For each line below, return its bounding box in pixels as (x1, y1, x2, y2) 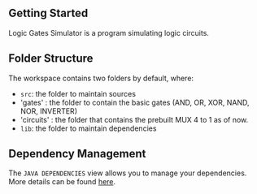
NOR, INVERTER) (20, 106, 77, 116)
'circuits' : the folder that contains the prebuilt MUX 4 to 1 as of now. (20, 114, 249, 124)
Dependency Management (8, 147, 146, 161)
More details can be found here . (8, 177, 116, 187)
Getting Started (8, 6, 89, 20)
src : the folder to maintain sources (20, 88, 137, 98)
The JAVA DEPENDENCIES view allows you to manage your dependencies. (8, 168, 247, 178)
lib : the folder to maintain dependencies (20, 123, 157, 133)
